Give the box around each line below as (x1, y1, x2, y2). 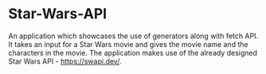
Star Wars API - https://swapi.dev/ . (8, 56, 122, 66)
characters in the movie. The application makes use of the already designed (8, 48, 257, 57)
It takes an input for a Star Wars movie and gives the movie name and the (8, 39, 248, 49)
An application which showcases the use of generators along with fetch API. (8, 31, 259, 41)
